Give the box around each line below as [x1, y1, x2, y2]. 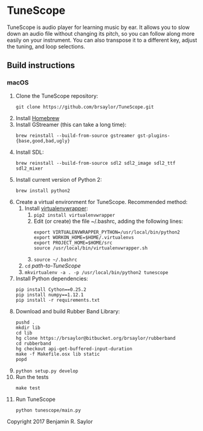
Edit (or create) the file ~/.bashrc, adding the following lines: [33, 217, 184, 225]
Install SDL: [15, 148, 44, 156]
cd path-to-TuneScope [24, 262, 81, 269]
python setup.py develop [15, 368, 79, 374]
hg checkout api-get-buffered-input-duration [15, 345, 132, 352]
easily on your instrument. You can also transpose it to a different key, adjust [7, 36, 198, 43]
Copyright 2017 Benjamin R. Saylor [7, 418, 93, 425]
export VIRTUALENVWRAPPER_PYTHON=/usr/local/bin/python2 [33, 229, 180, 235]
